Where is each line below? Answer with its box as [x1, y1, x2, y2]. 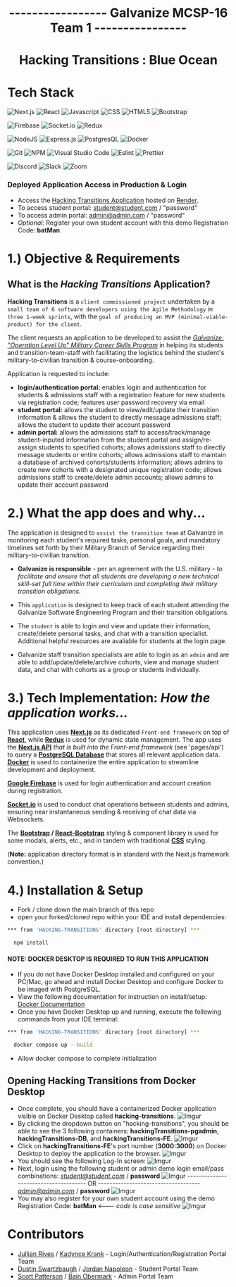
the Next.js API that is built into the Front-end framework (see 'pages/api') [7, 743, 224, 752]
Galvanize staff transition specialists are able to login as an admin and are [17, 650, 230, 659]
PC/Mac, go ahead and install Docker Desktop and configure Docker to [17, 978, 224, 986]
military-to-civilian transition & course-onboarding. [7, 356, 154, 364]
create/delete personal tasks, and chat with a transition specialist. [17, 629, 209, 638]
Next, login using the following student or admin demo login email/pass [17, 1164, 224, 1172]
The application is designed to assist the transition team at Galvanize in [7, 528, 223, 537]
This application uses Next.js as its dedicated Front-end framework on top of [7, 728, 230, 737]
